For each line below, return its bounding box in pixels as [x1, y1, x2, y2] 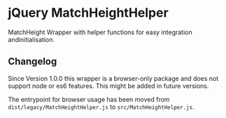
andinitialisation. [8, 35, 55, 43]
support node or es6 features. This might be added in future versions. [8, 82, 209, 90]
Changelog [8, 56, 57, 68]
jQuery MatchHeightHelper [8, 5, 169, 21]
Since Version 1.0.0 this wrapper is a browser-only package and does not [8, 74, 219, 82]
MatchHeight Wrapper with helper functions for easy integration [8, 28, 192, 36]
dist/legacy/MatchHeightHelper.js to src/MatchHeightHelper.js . [8, 103, 195, 111]
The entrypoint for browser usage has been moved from [8, 95, 170, 103]
